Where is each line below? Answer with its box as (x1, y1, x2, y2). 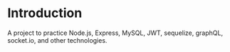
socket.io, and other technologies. (7, 36, 108, 44)
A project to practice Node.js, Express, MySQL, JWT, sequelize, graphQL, (7, 28, 223, 37)
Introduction (7, 5, 83, 21)
